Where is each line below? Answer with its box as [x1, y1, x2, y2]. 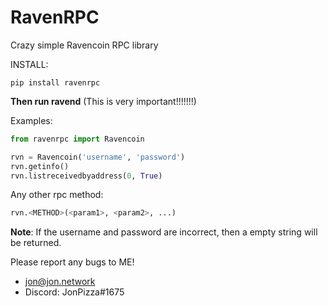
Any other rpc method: [10, 189, 104, 201]
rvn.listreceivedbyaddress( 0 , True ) [10, 171, 163, 181]
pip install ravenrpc [10, 77, 101, 88]
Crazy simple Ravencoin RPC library [10, 39, 159, 51]
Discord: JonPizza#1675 [24, 286, 125, 298]
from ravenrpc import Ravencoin [10, 134, 145, 144]
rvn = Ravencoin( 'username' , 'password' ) [10, 152, 186, 162]
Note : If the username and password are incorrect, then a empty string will [10, 226, 318, 238]
